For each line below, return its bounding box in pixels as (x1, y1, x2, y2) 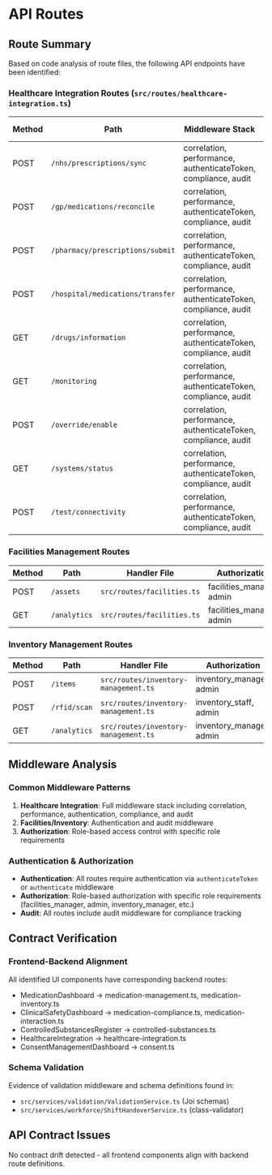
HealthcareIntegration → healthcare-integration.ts (19, 1033, 187, 1043)
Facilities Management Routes (8, 546, 130, 557)
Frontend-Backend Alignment (8, 956, 128, 967)
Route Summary (8, 37, 91, 51)
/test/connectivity (51, 508, 126, 517)
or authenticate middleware (19, 882, 114, 892)
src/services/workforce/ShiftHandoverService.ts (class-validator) (19, 1104, 244, 1114)
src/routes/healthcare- (134, 88, 228, 98)
